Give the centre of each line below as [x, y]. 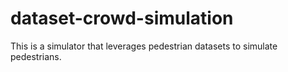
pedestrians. [36, 56]
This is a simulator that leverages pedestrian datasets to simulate [144, 46]
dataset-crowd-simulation [122, 18]
